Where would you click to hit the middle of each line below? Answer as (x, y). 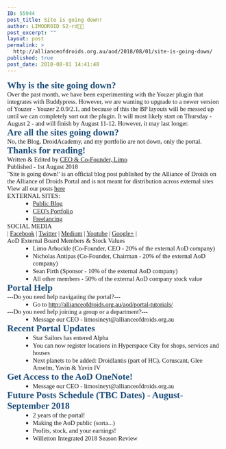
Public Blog (48, 203)
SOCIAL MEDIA (30, 226)
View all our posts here (36, 188)
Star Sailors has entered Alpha (71, 337)
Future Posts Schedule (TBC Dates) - (79, 395)
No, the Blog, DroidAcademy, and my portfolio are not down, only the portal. (104, 141)
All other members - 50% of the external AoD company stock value (117, 279)
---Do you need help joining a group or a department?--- (78, 311)
